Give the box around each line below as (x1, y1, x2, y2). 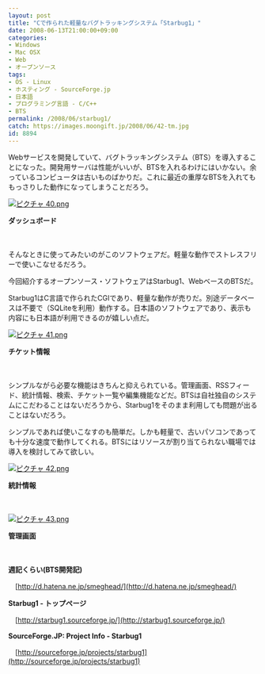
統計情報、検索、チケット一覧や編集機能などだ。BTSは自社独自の (21, 390, 236, 400)
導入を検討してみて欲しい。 (8, 446, 99, 456)
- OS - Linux (8, 78, 51, 86)
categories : (8, 33, 47, 42)
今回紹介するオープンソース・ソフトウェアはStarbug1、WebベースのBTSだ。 (8, 276, 258, 285)
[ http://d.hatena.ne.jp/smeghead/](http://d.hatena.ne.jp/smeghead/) (14, 581, 237, 591)
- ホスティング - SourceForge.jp (8, 85, 111, 94)
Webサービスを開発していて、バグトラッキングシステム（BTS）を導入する (8, 152, 250, 162)
